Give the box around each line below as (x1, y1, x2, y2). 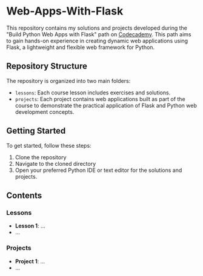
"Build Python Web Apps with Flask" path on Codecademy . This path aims (6, 30, 191, 38)
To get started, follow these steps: (6, 142, 92, 149)
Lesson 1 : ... (15, 222, 45, 229)
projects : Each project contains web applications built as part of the (15, 95, 186, 102)
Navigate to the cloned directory (15, 160, 96, 167)
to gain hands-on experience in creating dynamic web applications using (6, 37, 188, 44)
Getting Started (6, 126, 66, 136)
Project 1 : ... (15, 257, 45, 264)
